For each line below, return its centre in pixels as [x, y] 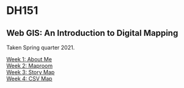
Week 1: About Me [29, 59]
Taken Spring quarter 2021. [41, 47]
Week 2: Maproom [30, 66]
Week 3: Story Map [31, 72]
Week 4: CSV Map [29, 79]
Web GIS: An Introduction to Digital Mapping [92, 33]
